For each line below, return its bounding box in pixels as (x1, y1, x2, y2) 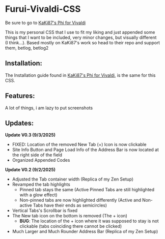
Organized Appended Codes (12, 157, 70, 163)
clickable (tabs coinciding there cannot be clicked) (19, 223, 122, 229)
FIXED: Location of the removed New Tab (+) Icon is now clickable (12, 142, 147, 148)
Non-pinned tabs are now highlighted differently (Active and (19, 197, 141, 203)
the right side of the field (12, 152, 62, 158)
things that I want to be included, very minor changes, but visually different (5, 34, 157, 40)
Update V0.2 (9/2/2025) (5, 167, 55, 173)
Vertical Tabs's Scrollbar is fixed (12, 208, 78, 213)
